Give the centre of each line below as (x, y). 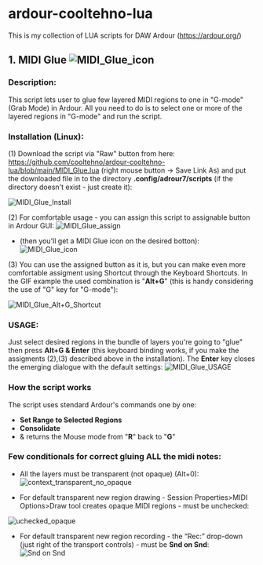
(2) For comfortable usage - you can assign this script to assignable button (129, 217)
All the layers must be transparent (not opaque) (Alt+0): (109, 474)
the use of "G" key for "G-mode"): (63, 289)
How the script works (50, 388)
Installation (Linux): (46, 137)
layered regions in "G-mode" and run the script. (85, 116)
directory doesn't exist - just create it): (70, 187)
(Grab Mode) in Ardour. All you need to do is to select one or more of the (125, 108)
